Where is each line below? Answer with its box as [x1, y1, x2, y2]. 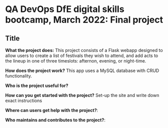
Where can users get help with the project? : [5, 107, 99, 113]
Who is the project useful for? [5, 82, 69, 88]
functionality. [5, 73, 33, 78]
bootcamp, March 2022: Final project [5, 14, 163, 25]
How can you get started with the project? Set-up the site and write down [5, 92, 159, 98]
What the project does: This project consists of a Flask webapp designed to [5, 47, 163, 53]
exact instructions [5, 97, 43, 103]
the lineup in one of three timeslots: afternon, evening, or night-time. [5, 58, 146, 63]
